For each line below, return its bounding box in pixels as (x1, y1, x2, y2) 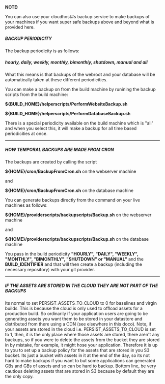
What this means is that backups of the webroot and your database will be (5, 71, 156, 77)
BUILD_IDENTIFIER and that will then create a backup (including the (5, 261, 142, 267)
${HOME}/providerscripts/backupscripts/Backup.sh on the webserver (5, 212, 152, 218)
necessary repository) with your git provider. (5, 266, 95, 272)
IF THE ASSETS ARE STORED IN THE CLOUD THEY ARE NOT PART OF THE (5, 283, 158, 288)
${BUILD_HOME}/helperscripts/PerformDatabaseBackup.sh (5, 110, 131, 116)
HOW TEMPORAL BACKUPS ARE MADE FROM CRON (5, 146, 114, 152)
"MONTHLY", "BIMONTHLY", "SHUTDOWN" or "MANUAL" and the (5, 256, 144, 262)
